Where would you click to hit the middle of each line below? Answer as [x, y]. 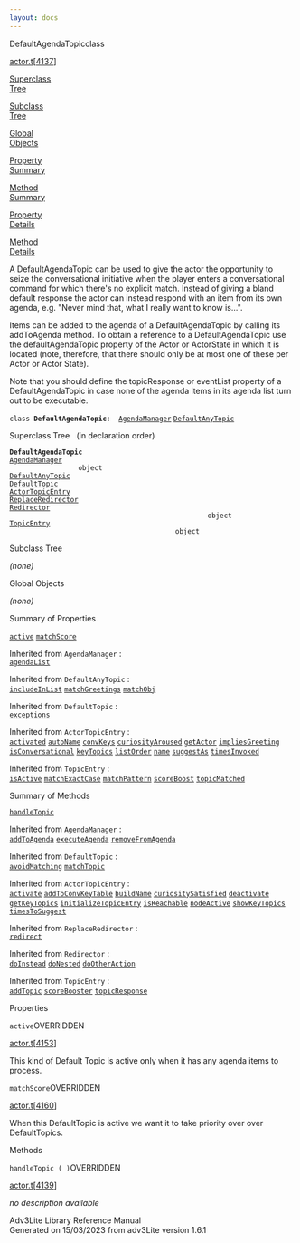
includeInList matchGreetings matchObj [83, 689]
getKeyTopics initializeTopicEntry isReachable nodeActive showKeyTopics [148, 903]
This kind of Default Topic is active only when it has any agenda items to [144, 1060]
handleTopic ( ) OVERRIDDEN [65, 1167]
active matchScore [43, 636]
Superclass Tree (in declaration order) [82, 435]
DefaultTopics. [36, 1132]
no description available [54, 1202]
